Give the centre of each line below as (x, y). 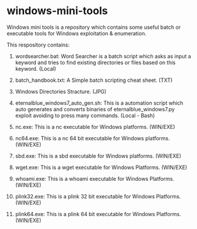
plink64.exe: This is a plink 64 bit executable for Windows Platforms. (98, 214)
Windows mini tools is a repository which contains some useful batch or (94, 27)
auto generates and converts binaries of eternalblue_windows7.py (95, 109)
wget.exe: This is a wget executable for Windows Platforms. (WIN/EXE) (101, 167)
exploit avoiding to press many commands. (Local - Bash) (85, 115)
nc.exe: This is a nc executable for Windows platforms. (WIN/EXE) (95, 127)
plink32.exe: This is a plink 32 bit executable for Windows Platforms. (98, 196)
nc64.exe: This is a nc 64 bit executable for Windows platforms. (92, 138)
